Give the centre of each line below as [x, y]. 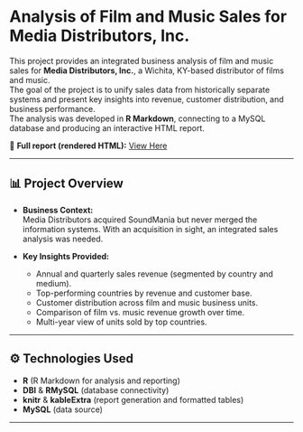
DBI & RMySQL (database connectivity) [96, 390]
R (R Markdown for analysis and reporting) [101, 380]
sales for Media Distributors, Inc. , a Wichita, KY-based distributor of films [147, 70]
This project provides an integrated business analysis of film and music [142, 61]
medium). [54, 283]
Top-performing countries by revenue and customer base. [144, 293]
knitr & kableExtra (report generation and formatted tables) [133, 399]
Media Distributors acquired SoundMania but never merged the [140, 220]
